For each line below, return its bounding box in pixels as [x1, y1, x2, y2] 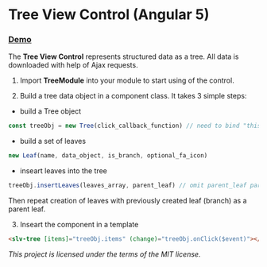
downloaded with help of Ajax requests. [8, 60, 138, 70]
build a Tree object [19, 106, 82, 116]
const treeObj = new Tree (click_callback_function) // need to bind [8, 122, 240, 130]
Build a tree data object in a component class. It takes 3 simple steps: [19, 91, 247, 101]
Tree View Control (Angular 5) [8, 6, 210, 24]
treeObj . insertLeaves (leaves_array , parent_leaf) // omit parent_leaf [8, 181, 247, 190]
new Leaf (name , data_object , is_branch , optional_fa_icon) [8, 152, 208, 160]
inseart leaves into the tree [19, 166, 107, 176]
